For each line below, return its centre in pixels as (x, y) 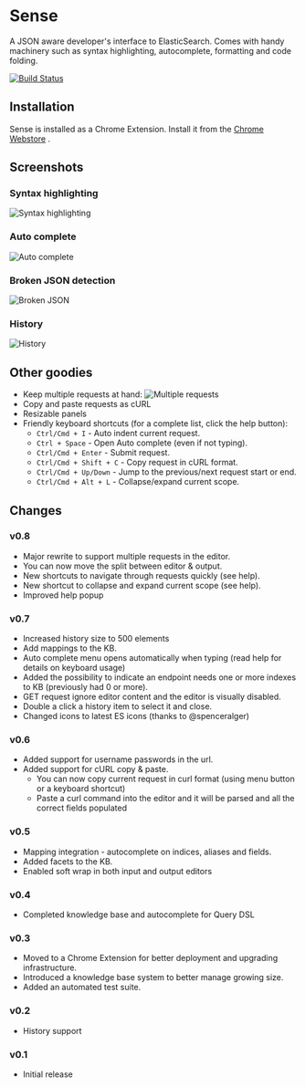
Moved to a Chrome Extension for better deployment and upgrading (150, 958)
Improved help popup (63, 595)
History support (52, 1030)
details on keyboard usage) (74, 668)
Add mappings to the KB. (69, 648)
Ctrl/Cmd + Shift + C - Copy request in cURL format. (137, 463)
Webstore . (30, 139)
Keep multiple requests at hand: (83, 394)
